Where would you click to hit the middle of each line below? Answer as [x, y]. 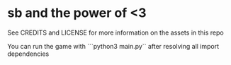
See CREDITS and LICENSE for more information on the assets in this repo [116, 32]
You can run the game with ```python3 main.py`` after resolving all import [113, 46]
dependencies [28, 54]
